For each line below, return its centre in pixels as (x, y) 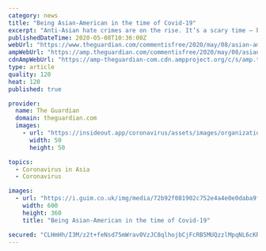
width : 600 (40, 206)
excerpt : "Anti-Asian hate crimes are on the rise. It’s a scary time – (131, 30)
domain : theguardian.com (56, 118)
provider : (25, 104)
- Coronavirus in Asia (53, 169)
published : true (35, 89)
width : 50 (45, 140)
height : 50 (47, 147)
